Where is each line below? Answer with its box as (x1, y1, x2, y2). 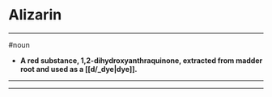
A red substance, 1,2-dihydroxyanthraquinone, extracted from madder (19, 55, 263, 65)
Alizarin (8, 6, 62, 24)
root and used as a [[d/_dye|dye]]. (19, 64, 138, 74)
